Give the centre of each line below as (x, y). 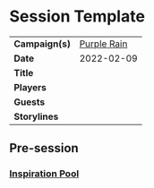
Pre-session (44, 148)
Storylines (36, 116)
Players (30, 87)
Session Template (77, 17)
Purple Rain (103, 44)
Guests (30, 102)
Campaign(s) (43, 44)
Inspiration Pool (44, 174)
